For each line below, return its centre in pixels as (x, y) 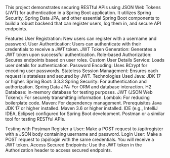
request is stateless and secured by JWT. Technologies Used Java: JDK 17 (83, 76)
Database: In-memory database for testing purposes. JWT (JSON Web (79, 92)
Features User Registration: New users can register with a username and (81, 38)
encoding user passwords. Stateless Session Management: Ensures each (82, 71)
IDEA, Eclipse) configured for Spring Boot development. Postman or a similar (85, 114)
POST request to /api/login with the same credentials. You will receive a (80, 139)
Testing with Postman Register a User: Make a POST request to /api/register (84, 129)
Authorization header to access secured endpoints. (59, 150)
